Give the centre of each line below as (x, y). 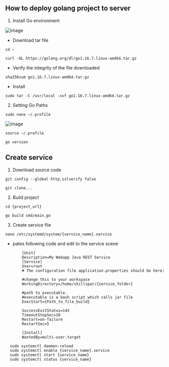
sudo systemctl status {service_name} (51, 359)
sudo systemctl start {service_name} (50, 355)
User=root (32, 266)
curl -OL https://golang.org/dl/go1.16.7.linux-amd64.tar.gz (71, 58)
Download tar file (30, 40)
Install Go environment (36, 20)
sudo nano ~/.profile (28, 114)
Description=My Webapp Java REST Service (66, 257)
